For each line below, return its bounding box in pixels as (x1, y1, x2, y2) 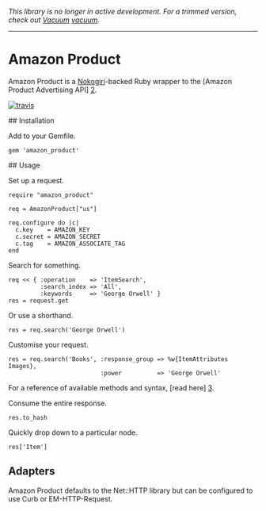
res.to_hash (8, 413, 47, 421)
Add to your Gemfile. (8, 131, 77, 140)
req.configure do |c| (8, 218, 80, 227)
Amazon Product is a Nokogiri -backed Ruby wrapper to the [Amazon (8, 76, 233, 86)
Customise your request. (8, 340, 89, 349)
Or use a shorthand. (8, 310, 74, 320)
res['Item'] (8, 443, 47, 451)
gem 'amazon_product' (8, 146, 80, 154)
